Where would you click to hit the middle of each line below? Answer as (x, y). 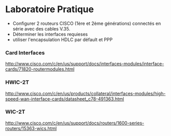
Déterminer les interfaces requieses (50, 34)
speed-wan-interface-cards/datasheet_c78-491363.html (65, 99)
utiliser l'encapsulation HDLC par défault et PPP (63, 40)
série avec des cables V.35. (41, 28)
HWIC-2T (17, 82)
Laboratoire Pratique (50, 9)
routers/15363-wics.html (31, 128)
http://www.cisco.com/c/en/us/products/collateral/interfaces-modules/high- (85, 93)
